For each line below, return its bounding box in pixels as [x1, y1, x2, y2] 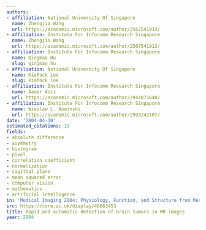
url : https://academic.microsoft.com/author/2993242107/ [12, 112, 161, 118]
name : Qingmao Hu [12, 55, 56, 61]
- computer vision [6, 180, 53, 186]
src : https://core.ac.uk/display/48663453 [6, 203, 116, 209]
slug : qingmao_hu [12, 60, 56, 66]
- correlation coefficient [6, 157, 75, 163]
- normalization [6, 163, 48, 169]
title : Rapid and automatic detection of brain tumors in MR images [6, 209, 185, 215]
